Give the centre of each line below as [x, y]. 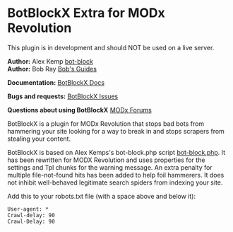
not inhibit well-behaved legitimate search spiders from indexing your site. [115, 182]
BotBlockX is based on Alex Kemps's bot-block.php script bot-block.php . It [116, 152]
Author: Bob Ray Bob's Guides [52, 69]
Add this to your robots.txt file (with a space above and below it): [102, 196]
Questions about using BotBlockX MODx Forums [79, 110]
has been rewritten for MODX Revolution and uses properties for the [106, 160]
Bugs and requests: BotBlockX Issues [63, 96]
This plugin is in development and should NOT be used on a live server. [111, 47]
